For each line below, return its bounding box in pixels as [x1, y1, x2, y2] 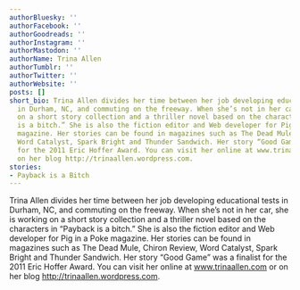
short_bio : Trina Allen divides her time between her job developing [9, 95, 274, 105]
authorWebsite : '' [9, 79, 78, 88]
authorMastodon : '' [9, 46, 82, 55]
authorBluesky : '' [9, 12, 78, 22]
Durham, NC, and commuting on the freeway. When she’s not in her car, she [9, 204, 289, 215]
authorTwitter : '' [9, 71, 78, 80]
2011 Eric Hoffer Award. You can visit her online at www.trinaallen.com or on [9, 261, 288, 272]
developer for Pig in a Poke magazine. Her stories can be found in [9, 233, 252, 244]
